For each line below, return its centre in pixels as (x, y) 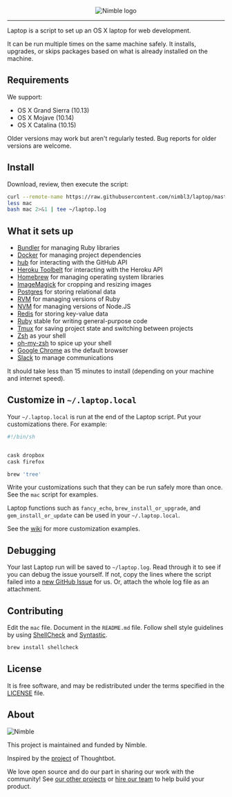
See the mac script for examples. (53, 494)
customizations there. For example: (57, 424)
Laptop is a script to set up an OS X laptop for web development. (99, 30)
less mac (20, 203)
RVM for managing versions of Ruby (69, 299)
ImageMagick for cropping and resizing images (84, 285)
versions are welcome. (39, 146)
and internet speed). (36, 378)
